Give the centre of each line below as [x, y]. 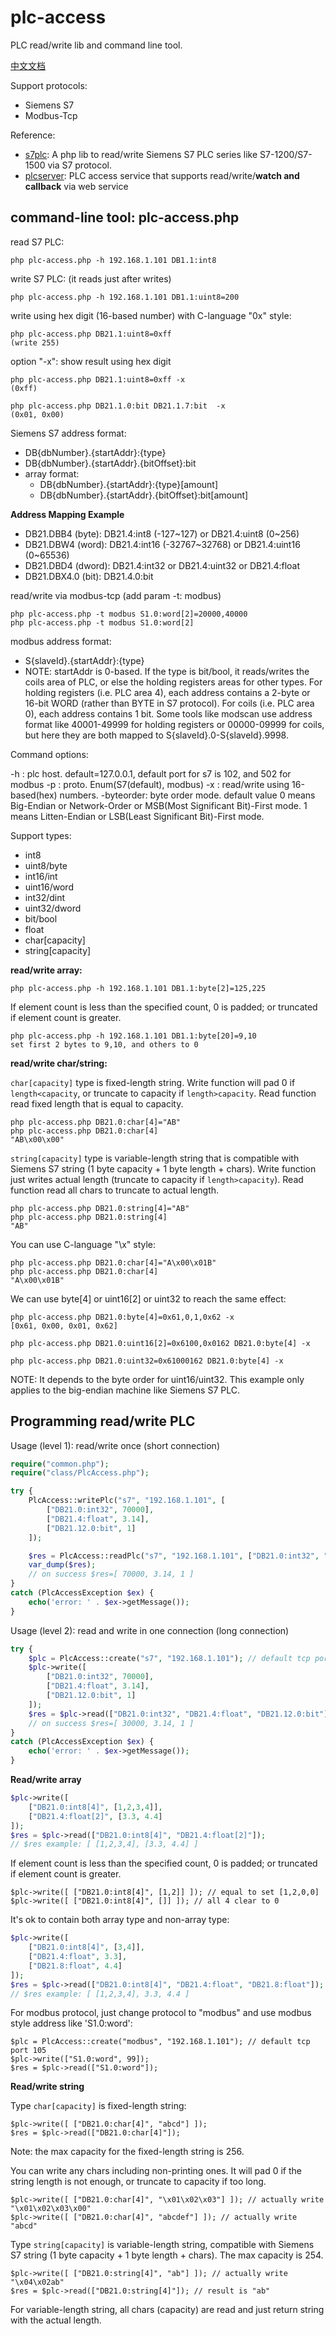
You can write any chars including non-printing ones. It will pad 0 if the [156, 2171]
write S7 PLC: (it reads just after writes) [91, 278]
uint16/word [49, 887]
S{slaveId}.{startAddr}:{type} [84, 660]
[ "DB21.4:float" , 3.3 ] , [78, 1957]
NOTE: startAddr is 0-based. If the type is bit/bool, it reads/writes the [167, 671]
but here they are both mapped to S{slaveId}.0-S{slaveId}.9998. [156, 735]
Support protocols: [49, 85]
